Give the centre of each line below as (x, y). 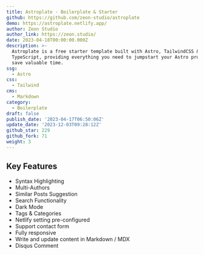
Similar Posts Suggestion (46, 194)
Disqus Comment (37, 245)
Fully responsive (36, 233)
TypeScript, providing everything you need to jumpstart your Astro (100, 57)
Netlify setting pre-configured (52, 220)
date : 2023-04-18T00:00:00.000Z (47, 40)
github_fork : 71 (27, 136)
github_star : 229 (28, 131)
